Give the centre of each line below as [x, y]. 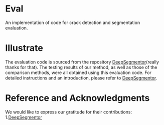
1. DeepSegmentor [24, 117]
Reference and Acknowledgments [77, 98]
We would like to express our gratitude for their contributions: [69, 112]
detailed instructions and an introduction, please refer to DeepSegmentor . [81, 77]
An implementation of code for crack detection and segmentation [73, 22]
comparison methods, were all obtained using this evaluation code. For [78, 72]
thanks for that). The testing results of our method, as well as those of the [81, 67]
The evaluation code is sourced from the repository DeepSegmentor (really [82, 62]
